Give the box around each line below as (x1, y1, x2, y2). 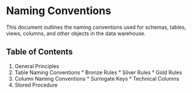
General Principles (14, 62, 60, 69)
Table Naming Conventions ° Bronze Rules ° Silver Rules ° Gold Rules (14, 69, 182, 76)
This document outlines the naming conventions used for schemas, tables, (6, 24, 187, 31)
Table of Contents (6, 47, 73, 57)
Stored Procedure (14, 81, 58, 88)
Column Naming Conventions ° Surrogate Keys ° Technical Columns (14, 75, 180, 82)
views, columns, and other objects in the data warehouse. (6, 29, 146, 36)
